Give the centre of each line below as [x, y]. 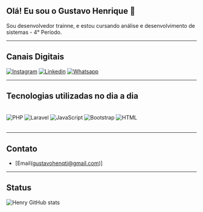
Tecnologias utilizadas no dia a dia [72, 96]
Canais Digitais [35, 57]
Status [19, 188]
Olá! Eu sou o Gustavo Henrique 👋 [71, 11]
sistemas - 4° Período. [34, 32]
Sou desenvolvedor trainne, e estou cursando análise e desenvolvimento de [101, 25]
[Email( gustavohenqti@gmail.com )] [59, 163]
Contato [22, 149]
